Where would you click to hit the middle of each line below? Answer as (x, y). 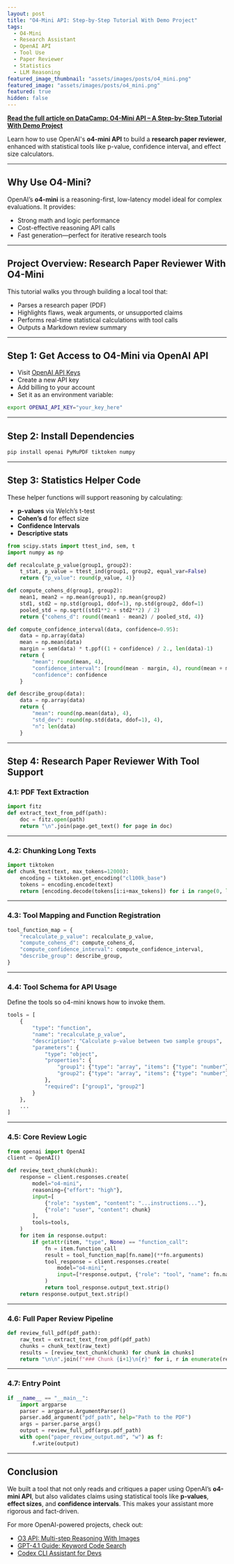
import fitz (24, 807)
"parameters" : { (56, 1047)
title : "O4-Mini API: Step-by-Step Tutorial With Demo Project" (102, 20)
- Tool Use (29, 53)
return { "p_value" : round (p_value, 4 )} (78, 578)
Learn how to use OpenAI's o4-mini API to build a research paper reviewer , (117, 139)
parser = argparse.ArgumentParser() (73, 1411)
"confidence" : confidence (70, 675)
